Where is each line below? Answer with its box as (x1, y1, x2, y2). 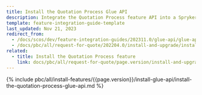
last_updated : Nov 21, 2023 (6, 25, 77, 32)
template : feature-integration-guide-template (6, 20, 125, 26)
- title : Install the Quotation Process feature (11, 54, 136, 60)
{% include (6, 76, 34, 83)
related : (6, 48, 28, 54)
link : (17, 59, 31, 65)
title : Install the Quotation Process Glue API (6, 8, 128, 15)
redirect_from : (6, 31, 44, 37)
